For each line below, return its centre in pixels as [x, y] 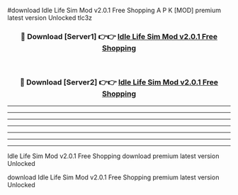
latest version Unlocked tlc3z [50, 18]
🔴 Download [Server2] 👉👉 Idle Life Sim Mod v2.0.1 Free [119, 82]
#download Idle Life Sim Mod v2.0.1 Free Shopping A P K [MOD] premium [114, 10]
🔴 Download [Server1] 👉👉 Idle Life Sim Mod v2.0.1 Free [119, 36]
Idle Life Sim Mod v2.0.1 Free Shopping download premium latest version [113, 156]
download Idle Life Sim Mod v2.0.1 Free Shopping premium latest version [113, 177]
